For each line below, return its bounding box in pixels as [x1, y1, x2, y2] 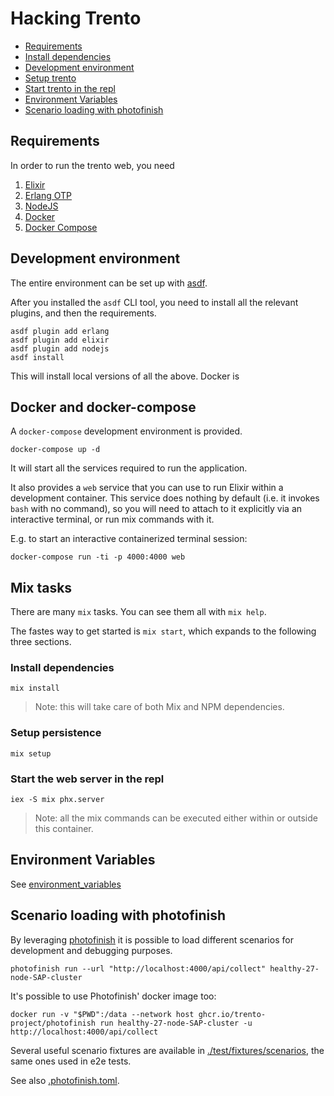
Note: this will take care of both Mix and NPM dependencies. [34, 701, 285, 713]
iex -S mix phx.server [10, 795, 105, 805]
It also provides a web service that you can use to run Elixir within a [10, 482, 284, 494]
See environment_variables [10, 878, 122, 890]
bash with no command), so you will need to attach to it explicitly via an [10, 503, 303, 515]
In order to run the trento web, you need [10, 159, 175, 171]
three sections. [10, 636, 72, 648]
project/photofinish [10, 1018, 97, 1028]
